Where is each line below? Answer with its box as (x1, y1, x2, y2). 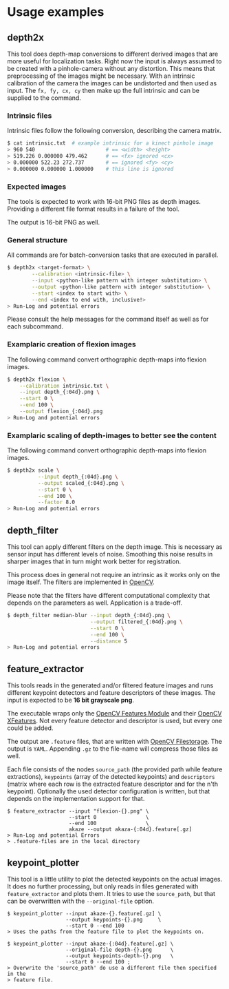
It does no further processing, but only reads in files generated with (7, 882, 199, 891)
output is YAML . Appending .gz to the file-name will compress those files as (7, 745, 219, 753)
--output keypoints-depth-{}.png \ (65, 952, 174, 959)
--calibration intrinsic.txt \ (19, 382, 109, 389)
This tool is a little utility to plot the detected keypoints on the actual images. (7, 875, 222, 883)
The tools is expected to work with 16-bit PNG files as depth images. (7, 197, 201, 205)
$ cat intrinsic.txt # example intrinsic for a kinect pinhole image (7, 140, 214, 147)
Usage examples (7, 4, 105, 20)
